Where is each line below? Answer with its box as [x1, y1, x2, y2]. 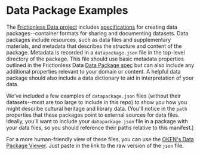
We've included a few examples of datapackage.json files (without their [6, 92, 181, 99]
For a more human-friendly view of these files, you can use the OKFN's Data [6, 135, 194, 142]
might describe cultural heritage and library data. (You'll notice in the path [6, 105, 187, 112]
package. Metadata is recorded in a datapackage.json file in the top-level [6, 48, 185, 56]
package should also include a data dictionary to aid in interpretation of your [6, 74, 194, 81]
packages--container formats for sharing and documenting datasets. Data [6, 29, 189, 37]
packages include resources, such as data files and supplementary [6, 36, 171, 43]
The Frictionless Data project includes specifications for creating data [6, 23, 178, 31]
